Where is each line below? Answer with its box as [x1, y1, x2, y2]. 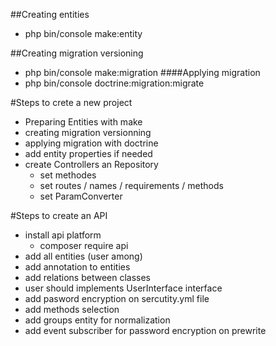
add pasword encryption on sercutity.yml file [24, 293, 210, 304]
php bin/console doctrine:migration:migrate [24, 77, 205, 89]
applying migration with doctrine [24, 137, 159, 149]
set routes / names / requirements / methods [39, 180, 224, 191]
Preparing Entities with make [24, 116, 143, 128]
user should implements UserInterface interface [24, 282, 223, 294]
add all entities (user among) [24, 250, 143, 262]
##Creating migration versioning [10, 47, 144, 59]
